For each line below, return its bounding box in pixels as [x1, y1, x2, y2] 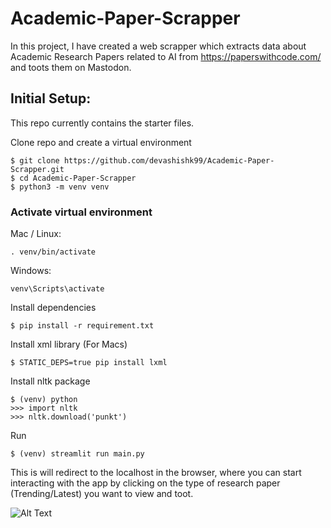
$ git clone [10, 155, 60, 166]
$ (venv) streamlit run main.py [10, 449, 145, 459]
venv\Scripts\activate [10, 284, 105, 294]
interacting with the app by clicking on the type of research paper [10, 477, 281, 489]
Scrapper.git [10, 164, 65, 174]
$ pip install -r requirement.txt [10, 321, 155, 331]
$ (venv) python [10, 395, 78, 405]
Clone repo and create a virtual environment [10, 136, 192, 148]
